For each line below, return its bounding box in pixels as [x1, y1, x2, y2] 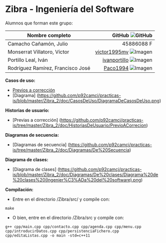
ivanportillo [102, 56, 129, 63]
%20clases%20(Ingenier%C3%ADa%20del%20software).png [12, 177, 141, 183]
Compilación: [5, 186, 34, 193]
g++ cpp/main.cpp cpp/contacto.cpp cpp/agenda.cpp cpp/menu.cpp [5, 224, 142, 229]
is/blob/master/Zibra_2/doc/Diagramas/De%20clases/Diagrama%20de [12, 171, 159, 178]
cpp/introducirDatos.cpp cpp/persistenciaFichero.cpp [5, 229, 120, 234]
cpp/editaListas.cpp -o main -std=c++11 [5, 233, 91, 238]
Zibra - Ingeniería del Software [5, 3, 135, 15]
